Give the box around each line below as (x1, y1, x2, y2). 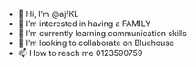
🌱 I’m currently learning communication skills (17, 28, 187, 38)
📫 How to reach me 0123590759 (17, 48, 143, 58)
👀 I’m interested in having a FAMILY (17, 18, 151, 29)
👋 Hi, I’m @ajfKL (17, 9, 79, 19)
